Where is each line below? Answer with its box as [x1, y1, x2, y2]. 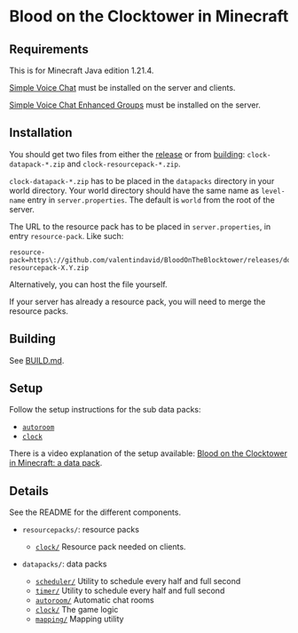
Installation [9, 125, 73, 140]
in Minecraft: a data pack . [9, 458, 103, 469]
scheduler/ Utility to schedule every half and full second [35, 576, 241, 587]
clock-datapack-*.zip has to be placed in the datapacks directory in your [9, 175, 275, 186]
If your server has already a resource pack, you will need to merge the [9, 296, 266, 307]
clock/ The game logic [35, 605, 119, 615]
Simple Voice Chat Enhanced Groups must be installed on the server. [9, 100, 262, 110]
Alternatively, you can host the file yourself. [9, 278, 168, 290]
